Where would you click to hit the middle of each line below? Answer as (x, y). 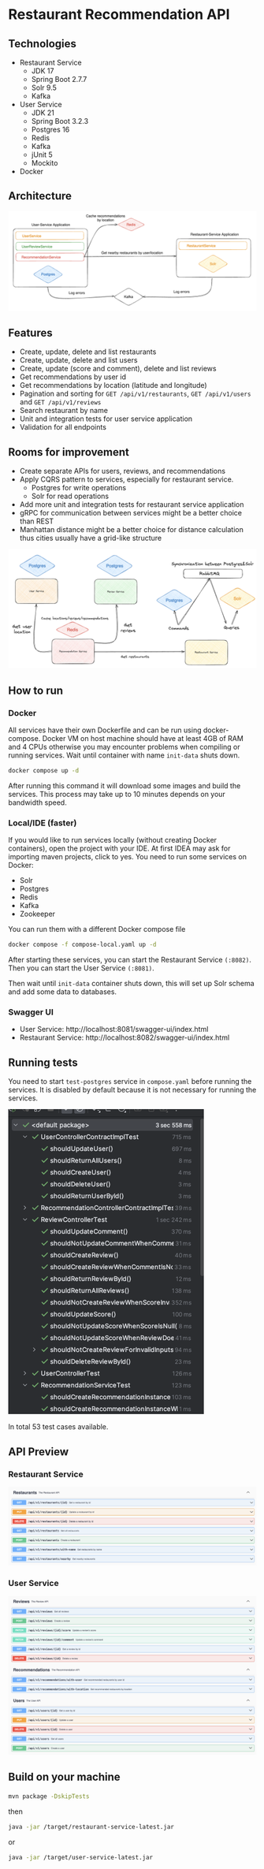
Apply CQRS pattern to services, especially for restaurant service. (126, 479)
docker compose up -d (44, 771)
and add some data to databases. (62, 992)
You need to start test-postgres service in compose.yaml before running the (130, 1082)
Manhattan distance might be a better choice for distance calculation (132, 530)
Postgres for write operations (79, 488)
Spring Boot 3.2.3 (60, 121)
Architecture (40, 196)
